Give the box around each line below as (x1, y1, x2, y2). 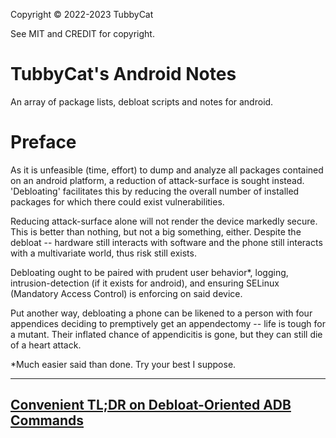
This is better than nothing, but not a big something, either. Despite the (10, 225, 302, 238)
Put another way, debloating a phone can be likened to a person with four (10, 307, 313, 319)
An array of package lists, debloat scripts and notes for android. (10, 95, 274, 108)
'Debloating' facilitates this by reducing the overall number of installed (10, 185, 300, 197)
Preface (10, 131, 77, 154)
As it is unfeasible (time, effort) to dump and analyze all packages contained (10, 164, 324, 176)
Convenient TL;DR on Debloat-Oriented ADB (10, 397, 292, 414)
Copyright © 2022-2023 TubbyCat (10, 9, 154, 20)
